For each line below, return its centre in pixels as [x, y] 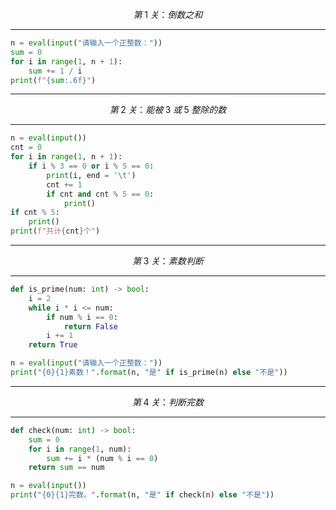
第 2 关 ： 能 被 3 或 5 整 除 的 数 [168, 110]
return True [53, 345]
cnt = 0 [26, 148]
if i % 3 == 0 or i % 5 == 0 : [91, 166]
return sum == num [66, 468]
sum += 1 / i [55, 71]
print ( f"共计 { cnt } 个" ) [55, 231]
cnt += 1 [64, 184]
